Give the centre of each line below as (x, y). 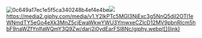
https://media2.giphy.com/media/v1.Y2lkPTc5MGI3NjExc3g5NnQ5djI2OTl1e (100, 16)
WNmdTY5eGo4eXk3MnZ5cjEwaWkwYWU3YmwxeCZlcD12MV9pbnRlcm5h (101, 23)
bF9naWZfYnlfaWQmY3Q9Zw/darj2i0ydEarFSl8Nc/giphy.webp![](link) (93, 29)
